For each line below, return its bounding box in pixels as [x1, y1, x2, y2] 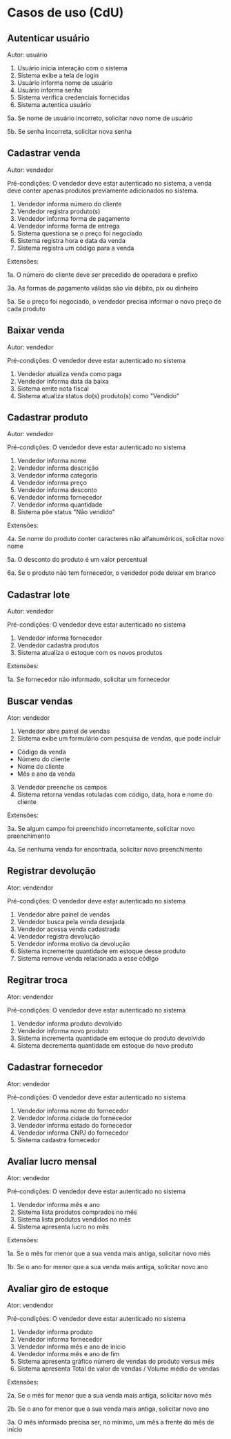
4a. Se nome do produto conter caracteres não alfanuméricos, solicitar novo [7, 535, 224, 543]
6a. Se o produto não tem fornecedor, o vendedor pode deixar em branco [7, 569, 216, 577]
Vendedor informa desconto [17, 486, 98, 494]
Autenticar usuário [7, 32, 90, 44]
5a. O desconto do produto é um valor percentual [7, 556, 148, 564]
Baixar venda [7, 324, 65, 336]
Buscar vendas [7, 695, 73, 707]
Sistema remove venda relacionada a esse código [17, 954, 159, 962]
